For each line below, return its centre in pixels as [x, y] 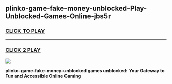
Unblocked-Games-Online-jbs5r [58, 17]
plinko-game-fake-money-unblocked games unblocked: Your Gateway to [85, 70]
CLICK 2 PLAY [23, 50]
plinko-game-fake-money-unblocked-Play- [76, 8]
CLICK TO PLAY [25, 31]
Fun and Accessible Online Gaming [43, 76]
